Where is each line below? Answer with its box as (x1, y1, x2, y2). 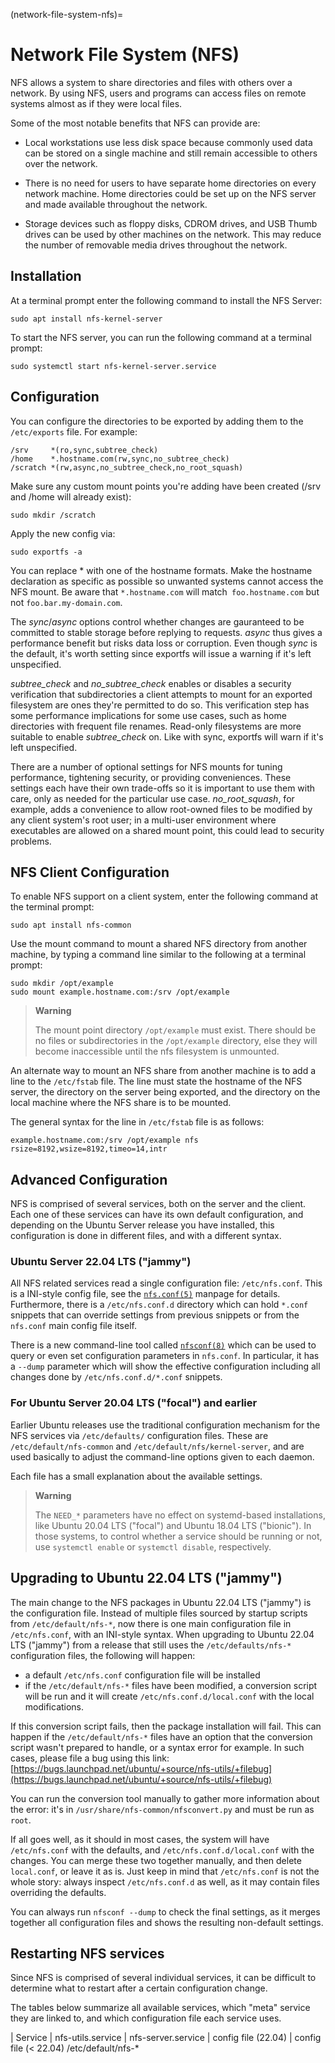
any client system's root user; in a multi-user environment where (10, 814, 277, 826)
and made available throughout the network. (24, 198, 208, 210)
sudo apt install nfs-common (10, 920, 132, 931)
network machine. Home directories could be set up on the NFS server (24, 187, 317, 199)
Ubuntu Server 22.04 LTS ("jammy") (10, 1255, 192, 1269)
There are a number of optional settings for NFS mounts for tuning (10, 760, 283, 773)
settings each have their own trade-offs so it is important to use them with (10, 782, 316, 794)
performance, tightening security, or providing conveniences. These (10, 771, 292, 783)
